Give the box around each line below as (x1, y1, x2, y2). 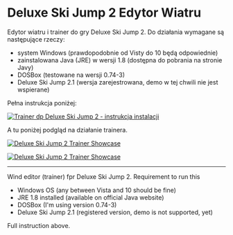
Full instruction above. (7, 221, 71, 229)
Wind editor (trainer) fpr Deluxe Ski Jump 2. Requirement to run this (7, 172, 200, 181)
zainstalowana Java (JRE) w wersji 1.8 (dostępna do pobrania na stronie (17, 55, 223, 64)
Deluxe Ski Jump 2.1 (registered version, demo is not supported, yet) (17, 208, 214, 216)
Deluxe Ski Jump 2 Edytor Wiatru (7, 5, 202, 21)
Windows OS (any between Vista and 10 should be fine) (17, 186, 177, 194)
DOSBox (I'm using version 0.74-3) (17, 200, 117, 209)
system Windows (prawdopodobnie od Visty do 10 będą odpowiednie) (17, 49, 218, 57)
